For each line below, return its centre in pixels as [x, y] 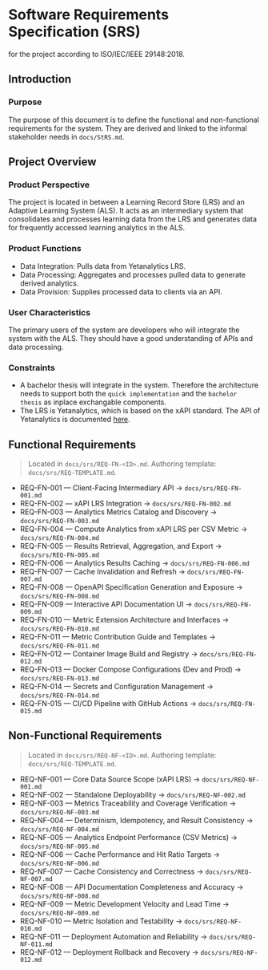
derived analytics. [49, 283]
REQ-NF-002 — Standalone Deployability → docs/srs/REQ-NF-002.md [133, 794]
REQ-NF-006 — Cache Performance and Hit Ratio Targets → [120, 854]
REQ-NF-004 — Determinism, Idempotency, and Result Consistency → [136, 820]
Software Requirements [89, 15]
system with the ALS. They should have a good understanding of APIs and [131, 338]
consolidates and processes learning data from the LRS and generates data [133, 219]
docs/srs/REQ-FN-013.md [60, 679]
